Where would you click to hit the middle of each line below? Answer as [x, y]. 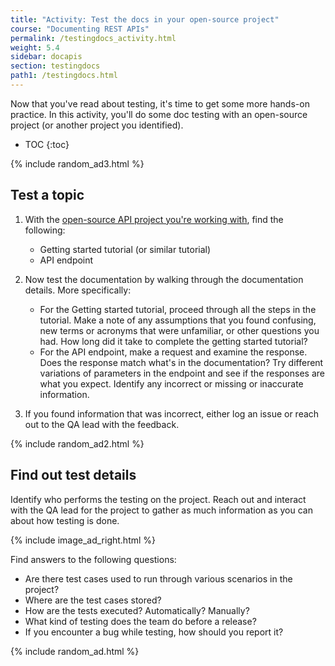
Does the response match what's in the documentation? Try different [181, 362]
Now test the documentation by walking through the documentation [164, 279]
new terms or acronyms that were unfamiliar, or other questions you [179, 330]
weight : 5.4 [35, 47]
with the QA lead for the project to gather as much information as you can [161, 510]
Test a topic [47, 195]
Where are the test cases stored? [93, 600]
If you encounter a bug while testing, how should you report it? [154, 632]
